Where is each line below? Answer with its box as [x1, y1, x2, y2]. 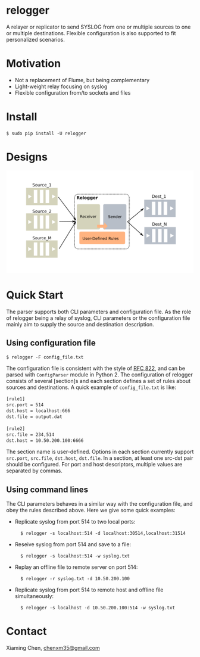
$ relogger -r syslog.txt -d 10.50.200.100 [20, 576, 130, 582]
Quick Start [6, 288, 64, 301]
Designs [6, 150, 48, 164]
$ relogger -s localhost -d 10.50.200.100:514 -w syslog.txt [20, 605, 176, 611]
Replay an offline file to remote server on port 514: [14, 563, 138, 571]
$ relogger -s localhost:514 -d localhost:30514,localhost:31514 [20, 531, 186, 537]
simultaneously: [14, 593, 54, 600]
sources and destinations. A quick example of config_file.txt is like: [6, 384, 177, 391]
